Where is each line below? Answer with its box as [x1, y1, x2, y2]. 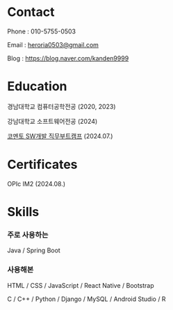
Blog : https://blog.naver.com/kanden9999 [7, 54, 129, 63]
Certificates [7, 157, 78, 172]
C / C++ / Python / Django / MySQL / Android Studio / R [7, 295, 166, 303]
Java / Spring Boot [7, 246, 60, 254]
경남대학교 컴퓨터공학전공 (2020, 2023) [7, 102, 116, 111]
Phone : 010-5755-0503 [7, 27, 76, 35]
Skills [7, 204, 40, 220]
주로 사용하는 [7, 230, 49, 240]
